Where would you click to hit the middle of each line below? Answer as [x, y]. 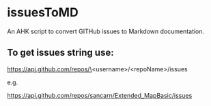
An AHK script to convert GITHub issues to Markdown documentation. [106, 31]
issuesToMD [43, 13]
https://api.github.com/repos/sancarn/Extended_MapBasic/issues [100, 95]
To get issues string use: [60, 53]
